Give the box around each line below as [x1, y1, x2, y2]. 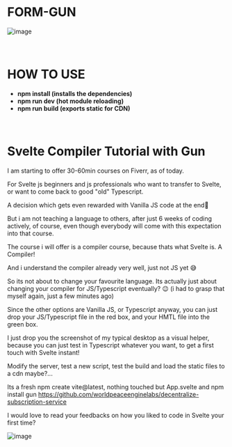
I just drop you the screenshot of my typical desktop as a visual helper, [7, 334, 210, 342]
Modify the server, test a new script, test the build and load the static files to [7, 361, 225, 370]
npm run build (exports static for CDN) [17, 104, 131, 112]
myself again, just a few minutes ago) [7, 292, 115, 300]
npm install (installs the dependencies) [17, 89, 133, 97]
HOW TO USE [7, 67, 85, 82]
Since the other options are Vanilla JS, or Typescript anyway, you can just [7, 305, 218, 313]
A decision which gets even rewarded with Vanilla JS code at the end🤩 [7, 201, 209, 209]
